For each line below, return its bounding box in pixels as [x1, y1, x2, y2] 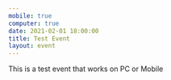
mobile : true [8, 11, 52, 20]
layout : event [8, 42, 56, 50]
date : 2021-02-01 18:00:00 [8, 27, 99, 35]
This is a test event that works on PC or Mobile [8, 64, 164, 74]
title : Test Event [8, 34, 70, 43]
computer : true [8, 19, 60, 27]
